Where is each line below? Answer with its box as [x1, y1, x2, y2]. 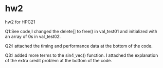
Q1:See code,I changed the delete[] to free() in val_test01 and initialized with [5, 28, 157, 34]
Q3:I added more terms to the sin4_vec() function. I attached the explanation [5, 52, 158, 58]
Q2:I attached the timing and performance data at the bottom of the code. [5, 43, 153, 49]
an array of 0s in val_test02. [5, 34, 61, 39]
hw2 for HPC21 [5, 19, 36, 25]
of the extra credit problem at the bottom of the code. [5, 57, 112, 63]
